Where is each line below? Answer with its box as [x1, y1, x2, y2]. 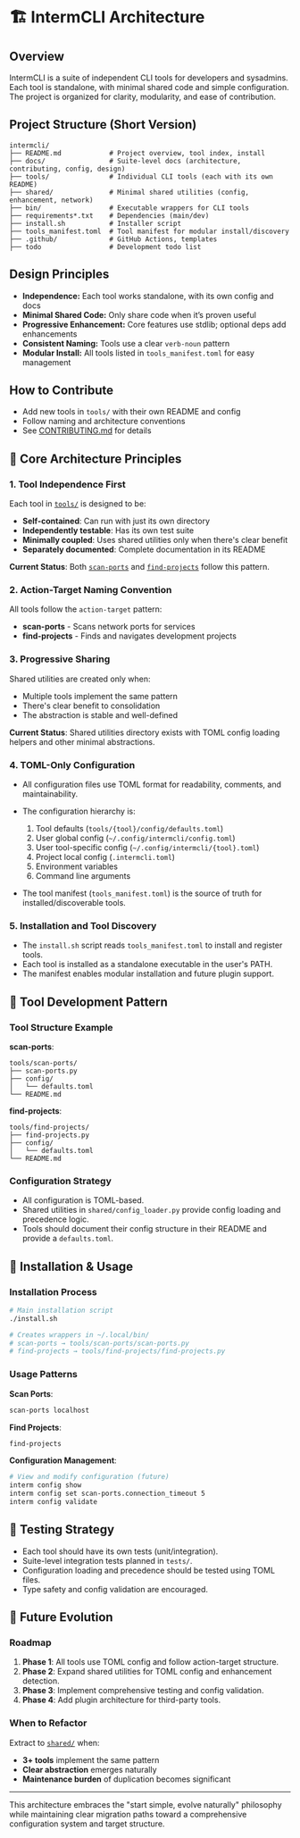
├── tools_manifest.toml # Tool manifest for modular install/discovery [9, 227, 290, 236]
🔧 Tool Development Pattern [9, 994, 168, 1009]
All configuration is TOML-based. [21, 1195, 145, 1206]
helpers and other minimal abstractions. [9, 736, 155, 747]
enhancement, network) [9, 196, 94, 205]
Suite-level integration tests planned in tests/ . [21, 1555, 193, 1566]
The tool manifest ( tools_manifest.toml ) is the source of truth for [21, 888, 262, 898]
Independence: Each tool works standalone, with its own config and [21, 290, 274, 301]
